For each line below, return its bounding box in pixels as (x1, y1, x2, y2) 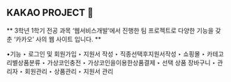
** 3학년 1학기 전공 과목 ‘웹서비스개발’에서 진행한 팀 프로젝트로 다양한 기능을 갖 (6, 26, 221, 35)
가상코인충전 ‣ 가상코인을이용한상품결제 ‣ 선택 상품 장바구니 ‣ (47, 58, 216, 67)
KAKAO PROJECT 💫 (6, 7, 94, 19)
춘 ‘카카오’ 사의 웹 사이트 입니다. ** (6, 35, 102, 43)
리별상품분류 (6, 58, 41, 67)
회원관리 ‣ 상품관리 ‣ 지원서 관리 (24, 67, 114, 75)
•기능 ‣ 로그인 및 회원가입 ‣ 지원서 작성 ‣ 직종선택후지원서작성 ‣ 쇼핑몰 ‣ (6, 49, 206, 58)
